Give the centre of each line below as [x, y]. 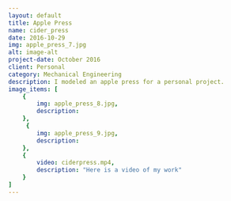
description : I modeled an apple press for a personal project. [116, 82]
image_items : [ [33, 89]
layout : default [35, 15]
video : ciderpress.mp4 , [76, 163]
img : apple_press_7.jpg [47, 45]
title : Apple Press [40, 23]
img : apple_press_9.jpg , [78, 133]
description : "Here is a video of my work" [109, 170]
